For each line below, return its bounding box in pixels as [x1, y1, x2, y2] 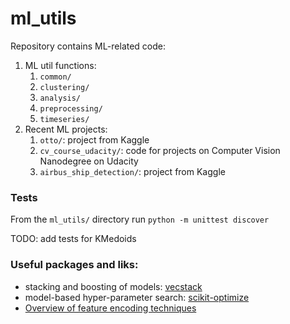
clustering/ [39, 82, 90, 92]
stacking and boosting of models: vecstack [24, 280, 203, 292]
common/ [39, 72, 72, 82]
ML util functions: [24, 59, 97, 71]
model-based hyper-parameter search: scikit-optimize [24, 291, 250, 303]
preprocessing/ [39, 103, 103, 114]
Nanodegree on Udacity [39, 155, 139, 167]
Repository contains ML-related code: [10, 40, 167, 52]
